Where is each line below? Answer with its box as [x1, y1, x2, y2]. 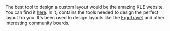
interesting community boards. [5, 20, 70, 26]
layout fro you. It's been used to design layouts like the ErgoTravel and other [5, 15, 165, 20]
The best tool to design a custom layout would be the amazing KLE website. [5, 4, 164, 10]
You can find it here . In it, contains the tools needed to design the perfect [5, 9, 159, 15]
